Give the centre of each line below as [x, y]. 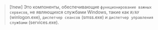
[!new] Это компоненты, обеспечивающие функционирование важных [80, 7]
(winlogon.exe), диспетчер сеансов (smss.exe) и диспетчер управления [81, 17]
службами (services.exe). [34, 22]
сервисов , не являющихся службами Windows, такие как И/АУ [74, 12]
